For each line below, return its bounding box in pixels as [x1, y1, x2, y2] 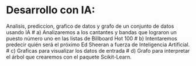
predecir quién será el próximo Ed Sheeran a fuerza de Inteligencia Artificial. [6, 41, 190, 48]
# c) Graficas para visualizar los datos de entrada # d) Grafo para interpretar [6, 47, 190, 54]
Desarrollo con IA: [6, 3, 95, 17]
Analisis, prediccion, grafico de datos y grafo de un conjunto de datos [6, 23, 174, 30]
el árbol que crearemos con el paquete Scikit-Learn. [6, 53, 132, 60]
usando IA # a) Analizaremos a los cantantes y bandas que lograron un [6, 28, 177, 35]
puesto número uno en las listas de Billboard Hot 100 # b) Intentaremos [6, 35, 177, 42]
